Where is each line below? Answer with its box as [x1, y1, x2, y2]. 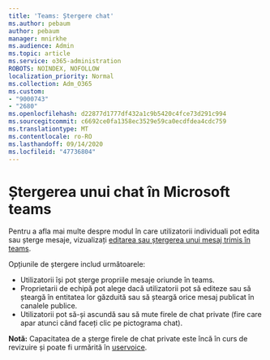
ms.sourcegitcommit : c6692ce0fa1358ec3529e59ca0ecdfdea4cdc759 [8, 118, 227, 126]
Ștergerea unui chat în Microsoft [8, 182, 231, 201]
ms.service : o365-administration [8, 58, 122, 66]
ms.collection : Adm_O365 [8, 79, 92, 88]
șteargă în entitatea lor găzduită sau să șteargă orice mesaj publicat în [19, 293, 255, 302]
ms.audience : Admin [8, 42, 75, 50]
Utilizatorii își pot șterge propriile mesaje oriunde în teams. [19, 275, 215, 285]
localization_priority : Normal [8, 72, 114, 80]
